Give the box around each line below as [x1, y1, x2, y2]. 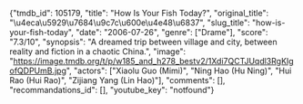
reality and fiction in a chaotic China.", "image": [9, 46, 187, 57]
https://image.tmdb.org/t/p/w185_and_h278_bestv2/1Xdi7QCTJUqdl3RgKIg [13, 56, 294, 66]
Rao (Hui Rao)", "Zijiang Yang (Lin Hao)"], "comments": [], [9, 75, 226, 85]
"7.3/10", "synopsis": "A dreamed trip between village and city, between [9, 36, 278, 47]
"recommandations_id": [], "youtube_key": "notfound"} [9, 85, 215, 95]
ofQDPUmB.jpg [9, 65, 66, 76]
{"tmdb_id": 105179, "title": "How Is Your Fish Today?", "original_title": [9, 8, 269, 18]
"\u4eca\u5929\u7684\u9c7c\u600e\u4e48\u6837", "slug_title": [9, 17, 250, 28]
